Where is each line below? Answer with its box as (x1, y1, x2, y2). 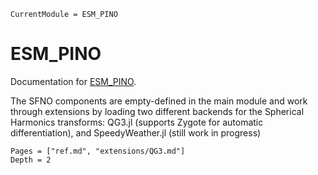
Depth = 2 (10, 155, 52, 165)
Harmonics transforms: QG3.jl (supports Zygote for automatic (10, 116, 264, 128)
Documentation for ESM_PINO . (10, 75, 137, 87)
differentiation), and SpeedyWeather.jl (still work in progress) (10, 126, 262, 139)
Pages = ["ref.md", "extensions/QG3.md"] (10, 146, 186, 156)
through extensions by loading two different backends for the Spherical (10, 105, 305, 117)
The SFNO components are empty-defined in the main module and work (10, 95, 308, 107)
